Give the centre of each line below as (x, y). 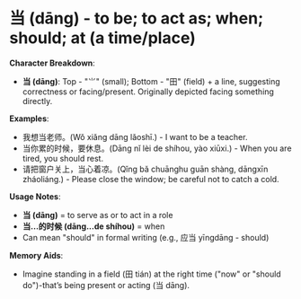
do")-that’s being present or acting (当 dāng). (106, 285)
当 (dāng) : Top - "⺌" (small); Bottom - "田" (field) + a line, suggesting (151, 81)
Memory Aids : (36, 255)
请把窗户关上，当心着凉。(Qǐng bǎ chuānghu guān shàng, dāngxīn (145, 169)
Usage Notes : (35, 196)
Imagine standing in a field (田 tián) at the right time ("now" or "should (151, 274)
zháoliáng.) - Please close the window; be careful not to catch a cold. (151, 179)
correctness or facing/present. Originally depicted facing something (148, 92)
